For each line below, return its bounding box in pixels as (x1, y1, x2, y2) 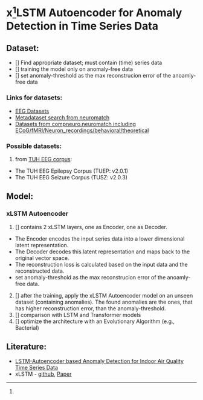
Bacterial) (14, 324, 39, 331)
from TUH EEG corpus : (14, 155, 72, 162)
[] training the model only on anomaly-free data (14, 65, 134, 73)
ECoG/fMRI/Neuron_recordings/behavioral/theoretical (14, 127, 149, 134)
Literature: (6, 342, 47, 352)
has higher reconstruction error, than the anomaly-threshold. (14, 304, 166, 312)
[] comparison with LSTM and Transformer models (14, 311, 141, 318)
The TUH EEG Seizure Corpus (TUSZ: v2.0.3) (14, 173, 128, 181)
